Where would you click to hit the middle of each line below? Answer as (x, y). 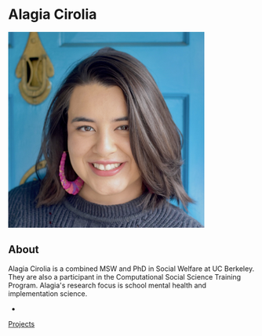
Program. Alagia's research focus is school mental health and (107, 285)
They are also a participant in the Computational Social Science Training (125, 276)
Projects (22, 323)
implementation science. (48, 293)
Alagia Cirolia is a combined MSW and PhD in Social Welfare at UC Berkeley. (131, 269)
